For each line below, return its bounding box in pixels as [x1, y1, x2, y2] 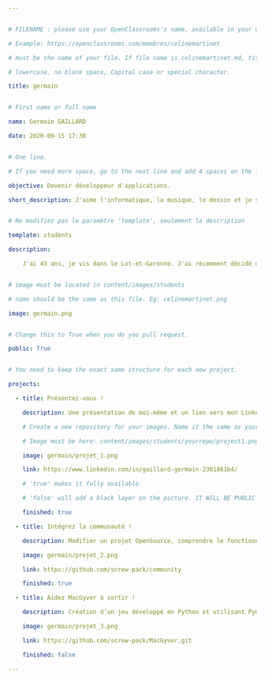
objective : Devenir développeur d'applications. [8, 182, 171, 189]
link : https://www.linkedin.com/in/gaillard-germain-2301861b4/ [22, 466, 238, 474]
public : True [8, 345, 51, 353]
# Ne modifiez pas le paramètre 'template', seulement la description [8, 217, 245, 225]
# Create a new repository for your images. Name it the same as [22, 423, 242, 431]
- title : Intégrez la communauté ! [15, 523, 132, 530]
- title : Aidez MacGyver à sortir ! [15, 594, 136, 602]
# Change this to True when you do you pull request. [8, 331, 189, 339]
